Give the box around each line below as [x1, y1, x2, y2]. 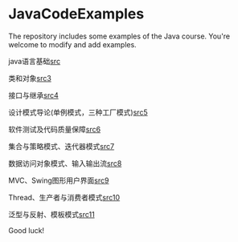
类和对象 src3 [8, 73, 52, 83]
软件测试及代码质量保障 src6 [8, 124, 101, 134]
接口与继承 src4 [8, 90, 59, 100]
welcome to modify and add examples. [8, 39, 137, 49]
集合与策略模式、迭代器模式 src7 [8, 141, 115, 151]
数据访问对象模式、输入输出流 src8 [8, 158, 122, 168]
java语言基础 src [8, 56, 61, 66]
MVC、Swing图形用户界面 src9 [8, 175, 109, 185]
